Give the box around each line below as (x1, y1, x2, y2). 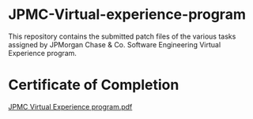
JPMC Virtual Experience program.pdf (8, 102, 133, 111)
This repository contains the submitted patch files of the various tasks (8, 32, 236, 41)
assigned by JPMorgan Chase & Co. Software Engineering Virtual (8, 39, 221, 49)
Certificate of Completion (8, 76, 179, 94)
